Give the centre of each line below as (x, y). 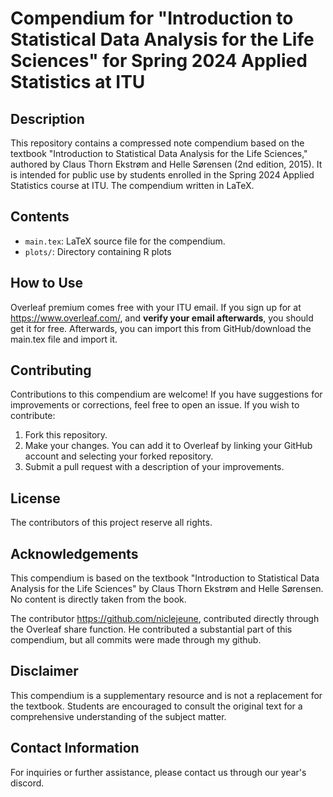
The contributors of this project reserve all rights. (111, 523)
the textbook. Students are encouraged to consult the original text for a (156, 706)
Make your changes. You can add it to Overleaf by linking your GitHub (168, 446)
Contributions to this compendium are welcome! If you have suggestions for (166, 394)
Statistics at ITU (78, 82)
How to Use (47, 283)
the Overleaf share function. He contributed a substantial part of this (151, 629)
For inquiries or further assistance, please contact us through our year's (158, 772)
